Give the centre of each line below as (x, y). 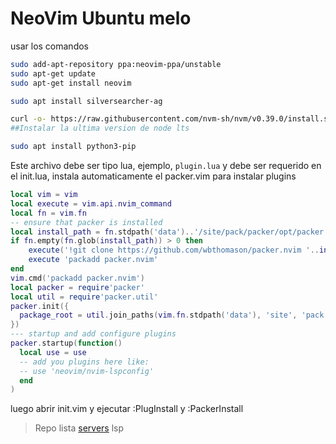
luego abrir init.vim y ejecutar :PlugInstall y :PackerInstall (127, 409)
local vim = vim (44, 195)
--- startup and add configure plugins (93, 334)
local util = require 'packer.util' (84, 297)
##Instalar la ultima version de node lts (100, 128)
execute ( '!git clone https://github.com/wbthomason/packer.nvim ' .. (174, 250)
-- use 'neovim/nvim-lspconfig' (87, 371)
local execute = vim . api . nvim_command (91, 203)
